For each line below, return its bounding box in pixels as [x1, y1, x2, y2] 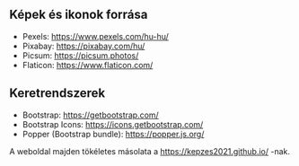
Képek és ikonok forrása [9, 7, 148, 22]
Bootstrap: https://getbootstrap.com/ [22, 109, 159, 120]
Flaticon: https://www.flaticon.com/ [22, 59, 154, 70]
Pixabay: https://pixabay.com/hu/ [22, 40, 145, 51]
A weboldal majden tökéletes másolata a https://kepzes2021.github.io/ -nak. [9, 145, 290, 156]
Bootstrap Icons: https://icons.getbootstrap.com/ [22, 118, 204, 129]
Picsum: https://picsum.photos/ [22, 49, 139, 61]
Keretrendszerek [9, 85, 106, 101]
